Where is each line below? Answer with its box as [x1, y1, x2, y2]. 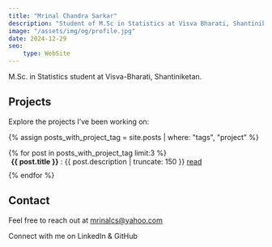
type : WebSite [23, 49, 70, 57]
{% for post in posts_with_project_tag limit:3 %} [8, 147, 168, 158]
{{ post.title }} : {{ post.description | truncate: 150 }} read [11, 156, 202, 166]
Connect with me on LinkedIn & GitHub [8, 231, 138, 241]
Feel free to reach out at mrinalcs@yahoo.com [8, 215, 164, 225]
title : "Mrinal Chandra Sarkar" [8, 11, 117, 20]
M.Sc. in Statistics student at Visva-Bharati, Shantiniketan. [8, 72, 202, 81]
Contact [8, 194, 50, 207]
